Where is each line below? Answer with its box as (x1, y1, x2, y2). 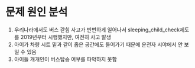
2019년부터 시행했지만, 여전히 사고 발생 (20, 33, 112, 40)
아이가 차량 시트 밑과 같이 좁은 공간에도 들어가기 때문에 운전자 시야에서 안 (14, 41, 183, 48)
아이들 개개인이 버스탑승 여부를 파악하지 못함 (14, 56, 118, 63)
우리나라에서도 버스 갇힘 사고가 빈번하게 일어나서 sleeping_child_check (14, 26, 180, 33)
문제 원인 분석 (5, 5, 68, 19)
